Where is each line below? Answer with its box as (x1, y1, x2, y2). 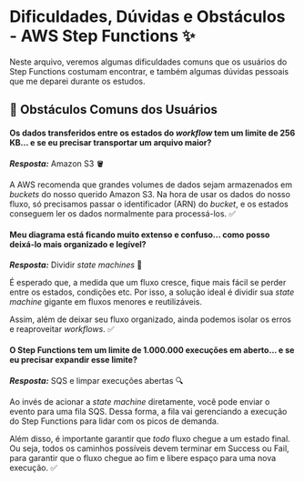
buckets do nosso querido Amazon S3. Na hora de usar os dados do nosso (9, 188, 291, 199)
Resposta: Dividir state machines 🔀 (9, 259, 143, 270)
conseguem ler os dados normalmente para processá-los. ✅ (9, 207, 237, 219)
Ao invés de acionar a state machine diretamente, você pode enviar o (9, 396, 270, 407)
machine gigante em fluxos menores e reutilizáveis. (9, 296, 203, 306)
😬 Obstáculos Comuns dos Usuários (9, 102, 218, 117)
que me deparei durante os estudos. (9, 75, 146, 86)
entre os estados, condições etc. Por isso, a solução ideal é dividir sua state (9, 286, 295, 297)
